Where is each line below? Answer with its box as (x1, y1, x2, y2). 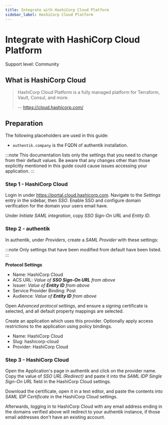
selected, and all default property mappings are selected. (5, 308, 124, 314)
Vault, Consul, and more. (17, 94, 69, 101)
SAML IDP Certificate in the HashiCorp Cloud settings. (5, 393, 118, 399)
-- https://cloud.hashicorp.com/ (17, 104, 84, 111)
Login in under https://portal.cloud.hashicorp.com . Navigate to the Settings (5, 192, 161, 198)
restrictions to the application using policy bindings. (5, 323, 112, 329)
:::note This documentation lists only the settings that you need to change (5, 152, 157, 158)
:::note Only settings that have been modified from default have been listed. (5, 246, 162, 252)
